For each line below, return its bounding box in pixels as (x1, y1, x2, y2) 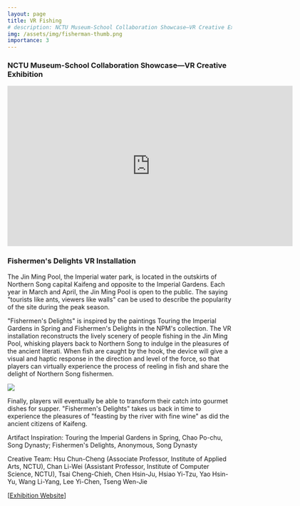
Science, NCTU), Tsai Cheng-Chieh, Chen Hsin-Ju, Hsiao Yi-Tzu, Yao (7, 470, 211, 478)
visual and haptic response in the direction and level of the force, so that (7, 354, 219, 363)
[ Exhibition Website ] (7, 491, 66, 500)
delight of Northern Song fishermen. (7, 369, 114, 378)
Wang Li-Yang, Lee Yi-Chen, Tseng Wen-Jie (19, 477, 148, 485)
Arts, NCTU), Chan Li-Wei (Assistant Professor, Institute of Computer (7, 462, 210, 470)
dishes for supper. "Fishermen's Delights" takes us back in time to (7, 404, 202, 413)
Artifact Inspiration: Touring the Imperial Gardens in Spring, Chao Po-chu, (7, 433, 223, 442)
